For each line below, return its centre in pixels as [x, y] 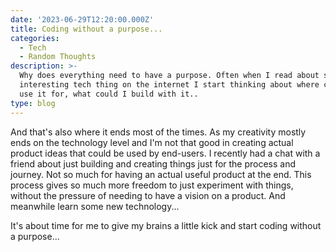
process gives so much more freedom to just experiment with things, [152, 185]
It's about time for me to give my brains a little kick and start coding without [166, 225]
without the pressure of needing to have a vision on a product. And [148, 195]
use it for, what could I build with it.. [109, 94]
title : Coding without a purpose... [86, 29]
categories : [35, 38]
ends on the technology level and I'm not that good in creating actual [152, 142]
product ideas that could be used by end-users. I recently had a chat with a [165, 153]
